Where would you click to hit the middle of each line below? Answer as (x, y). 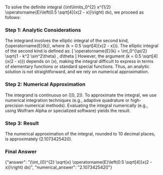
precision (14, 105)
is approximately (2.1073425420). (39, 139)
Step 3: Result (22, 123)
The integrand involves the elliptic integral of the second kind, (67, 40)
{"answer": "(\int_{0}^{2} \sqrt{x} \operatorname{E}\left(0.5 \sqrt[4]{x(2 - (79, 162)
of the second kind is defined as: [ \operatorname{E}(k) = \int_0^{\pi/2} (76, 51)
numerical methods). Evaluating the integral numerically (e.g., (86, 105)
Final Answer (21, 152)
